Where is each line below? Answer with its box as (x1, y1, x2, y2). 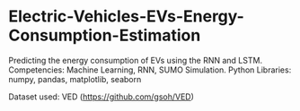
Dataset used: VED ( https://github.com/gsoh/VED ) (8, 91, 195, 102)
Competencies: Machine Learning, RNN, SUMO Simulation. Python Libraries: (8, 64, 292, 75)
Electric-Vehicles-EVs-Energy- (8, 6, 244, 27)
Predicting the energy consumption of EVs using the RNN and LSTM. (8, 55, 262, 65)
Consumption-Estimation (8, 25, 201, 46)
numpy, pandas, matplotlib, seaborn (8, 73, 142, 84)
